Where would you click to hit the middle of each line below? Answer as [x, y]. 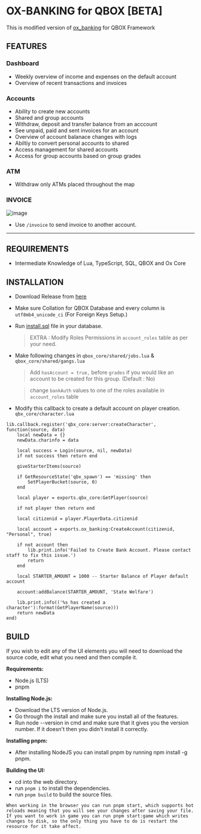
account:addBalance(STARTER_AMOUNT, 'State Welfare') [85, 592]
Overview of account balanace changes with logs [76, 136]
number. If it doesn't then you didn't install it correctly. [81, 729]
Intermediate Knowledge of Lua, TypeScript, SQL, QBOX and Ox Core [100, 263]
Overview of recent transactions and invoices [71, 83]
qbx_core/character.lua [45, 414]
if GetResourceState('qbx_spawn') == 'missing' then [84, 477]
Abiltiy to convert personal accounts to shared [72, 143]
